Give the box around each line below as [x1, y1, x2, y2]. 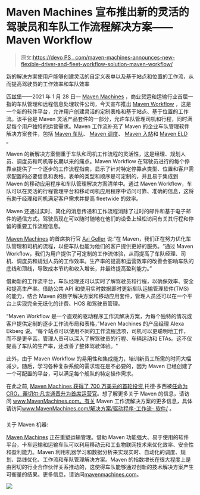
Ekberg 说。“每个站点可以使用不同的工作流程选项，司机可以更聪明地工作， [6, 327, 189, 334]
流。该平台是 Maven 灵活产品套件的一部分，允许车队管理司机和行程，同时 [6, 115, 187, 122]
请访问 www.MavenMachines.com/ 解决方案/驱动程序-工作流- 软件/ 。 [6, 404, 175, 412]
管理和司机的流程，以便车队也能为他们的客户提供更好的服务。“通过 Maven [11, 242, 193, 250]
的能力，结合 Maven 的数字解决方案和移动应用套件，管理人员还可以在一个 [6, 292, 187, 300]
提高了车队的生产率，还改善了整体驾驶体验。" [6, 342, 118, 349]
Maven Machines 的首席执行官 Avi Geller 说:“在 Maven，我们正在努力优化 [6, 235, 186, 242]
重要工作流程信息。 [16, 222, 64, 229]
